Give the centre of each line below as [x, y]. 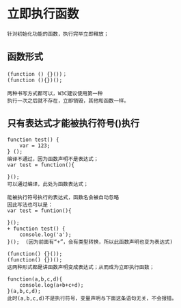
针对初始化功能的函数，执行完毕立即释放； [58, 34]
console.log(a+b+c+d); [52, 285]
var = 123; [35, 145]
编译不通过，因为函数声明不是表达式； [53, 159]
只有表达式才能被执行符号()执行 [73, 124]
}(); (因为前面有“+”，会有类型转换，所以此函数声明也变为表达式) [90, 242]
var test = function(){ [41, 165]
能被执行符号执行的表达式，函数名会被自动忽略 [63, 197]
